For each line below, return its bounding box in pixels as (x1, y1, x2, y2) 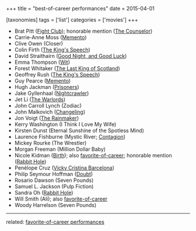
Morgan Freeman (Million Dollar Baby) (14, 146, 106, 153)
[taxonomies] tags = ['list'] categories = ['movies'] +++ (6, 16, 138, 23)
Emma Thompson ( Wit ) (14, 58, 71, 65)
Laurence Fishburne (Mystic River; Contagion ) (14, 133, 126, 140)
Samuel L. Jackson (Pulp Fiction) (14, 183, 94, 189)
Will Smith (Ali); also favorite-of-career (14, 195, 108, 202)
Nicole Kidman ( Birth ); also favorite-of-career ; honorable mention (14, 152, 172, 158)
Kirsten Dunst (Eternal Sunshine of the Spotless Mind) (14, 127, 145, 134)
